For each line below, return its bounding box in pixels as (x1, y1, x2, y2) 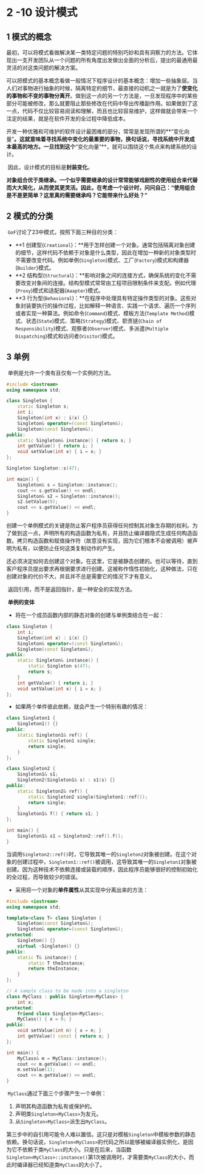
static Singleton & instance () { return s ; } (17, 437, 132, 443)
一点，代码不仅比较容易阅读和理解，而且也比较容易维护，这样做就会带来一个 (6, 108, 198, 114)
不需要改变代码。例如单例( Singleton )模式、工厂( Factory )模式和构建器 (15, 256, 189, 264)
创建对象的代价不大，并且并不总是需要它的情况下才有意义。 (6, 573, 155, 580)
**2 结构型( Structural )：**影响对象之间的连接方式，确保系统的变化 (15, 271, 186, 279)
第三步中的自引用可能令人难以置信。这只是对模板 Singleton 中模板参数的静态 (6, 1131, 196, 1138)
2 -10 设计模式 (6, 5, 78, 19)
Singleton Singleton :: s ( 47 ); (6, 465, 80, 471)
